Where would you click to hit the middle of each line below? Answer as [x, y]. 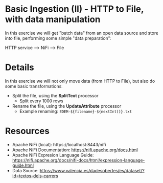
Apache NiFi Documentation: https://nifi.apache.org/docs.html [75, 150]
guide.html [23, 165]
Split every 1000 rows [41, 101]
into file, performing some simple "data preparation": [58, 38]
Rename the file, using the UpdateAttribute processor [67, 106]
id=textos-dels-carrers [35, 176]
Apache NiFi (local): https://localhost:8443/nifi [59, 144]
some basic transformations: [34, 86]
